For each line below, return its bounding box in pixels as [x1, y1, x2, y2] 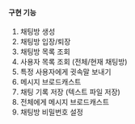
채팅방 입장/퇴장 [19, 37, 71, 47]
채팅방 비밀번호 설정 [19, 107, 83, 117]
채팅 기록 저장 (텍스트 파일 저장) [19, 87, 121, 97]
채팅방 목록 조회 [19, 47, 70, 56]
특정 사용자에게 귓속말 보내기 [19, 67, 112, 76]
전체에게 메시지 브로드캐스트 [19, 97, 110, 107]
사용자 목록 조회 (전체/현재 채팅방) [19, 57, 128, 67]
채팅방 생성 [19, 27, 56, 36]
